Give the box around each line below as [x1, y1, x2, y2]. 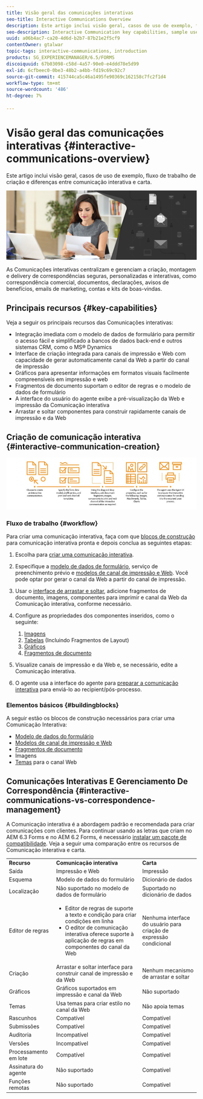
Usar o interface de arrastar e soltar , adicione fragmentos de [14, 588, 166, 595]
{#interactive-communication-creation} [6, 441, 160, 451]
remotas [8, 1084, 30, 1092]
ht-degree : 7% [6, 93, 42, 99]
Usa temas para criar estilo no [56, 1000, 131, 1007]
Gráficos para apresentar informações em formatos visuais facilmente [14, 370, 190, 377]
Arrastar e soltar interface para [56, 963, 133, 971]
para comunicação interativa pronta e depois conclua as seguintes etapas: [6, 539, 192, 546]
